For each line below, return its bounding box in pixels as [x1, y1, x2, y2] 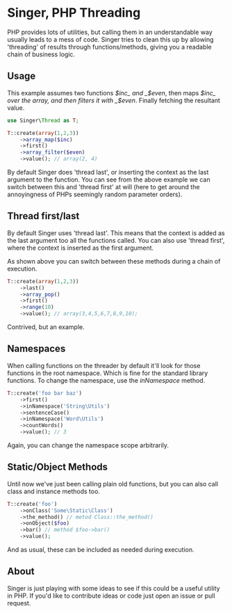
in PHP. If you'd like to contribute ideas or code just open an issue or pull [7, 591, 215, 600]
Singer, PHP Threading [7, 5, 141, 21]
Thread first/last [7, 210, 80, 222]
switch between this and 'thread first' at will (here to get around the [7, 183, 200, 191]
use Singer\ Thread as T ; [7, 117, 79, 124]
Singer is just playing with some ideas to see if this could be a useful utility [7, 584, 220, 592]
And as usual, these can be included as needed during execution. [7, 546, 194, 554]
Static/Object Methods [7, 461, 108, 473]
